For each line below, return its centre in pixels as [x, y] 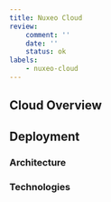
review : [24, 26]
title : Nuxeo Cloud [46, 18]
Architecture [38, 162]
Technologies [40, 187]
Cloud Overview [55, 106]
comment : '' [48, 35]
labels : [24, 60]
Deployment [45, 136]
